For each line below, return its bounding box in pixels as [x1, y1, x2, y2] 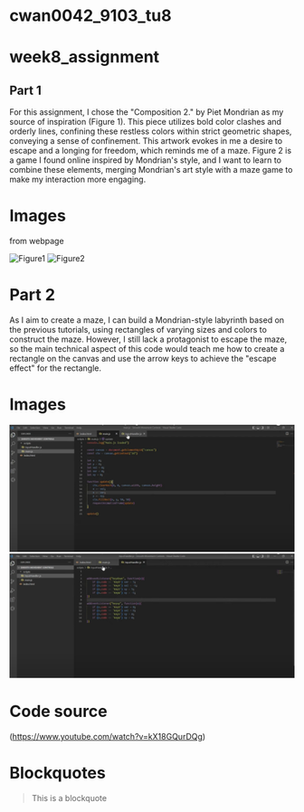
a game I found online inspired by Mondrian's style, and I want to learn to [9, 155, 282, 165]
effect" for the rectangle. [9, 363, 102, 373]
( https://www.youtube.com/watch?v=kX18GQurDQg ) [9, 731, 206, 741]
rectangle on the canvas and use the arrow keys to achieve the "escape [9, 354, 277, 364]
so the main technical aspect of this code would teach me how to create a [9, 344, 285, 354]
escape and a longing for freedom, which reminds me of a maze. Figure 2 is [9, 146, 292, 156]
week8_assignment [9, 47, 160, 68]
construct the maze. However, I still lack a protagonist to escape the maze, [9, 334, 288, 345]
